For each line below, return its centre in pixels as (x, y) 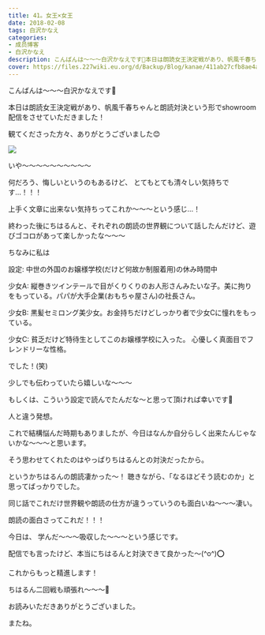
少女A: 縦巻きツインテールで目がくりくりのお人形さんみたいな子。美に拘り (130, 286)
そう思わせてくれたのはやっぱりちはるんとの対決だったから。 (108, 460)
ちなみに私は (29, 252)
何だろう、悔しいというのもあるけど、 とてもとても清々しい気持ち (115, 182)
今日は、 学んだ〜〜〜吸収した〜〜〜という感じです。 (95, 536)
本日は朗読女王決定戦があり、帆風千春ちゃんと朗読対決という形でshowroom (132, 107)
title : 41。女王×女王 (41, 15)
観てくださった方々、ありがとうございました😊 (84, 133)
